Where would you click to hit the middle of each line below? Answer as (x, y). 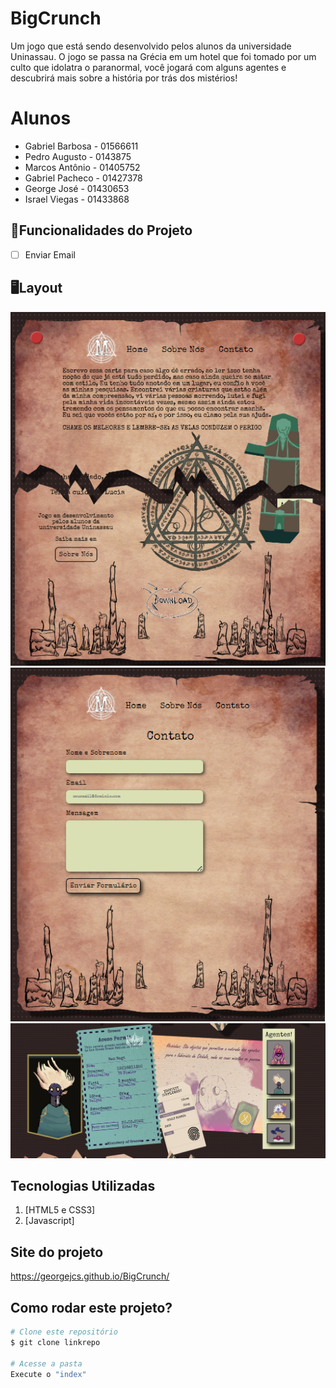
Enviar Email (50, 254)
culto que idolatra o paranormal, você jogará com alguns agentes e (148, 67)
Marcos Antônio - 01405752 (82, 167)
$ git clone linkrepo (55, 1342)
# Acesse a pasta (46, 1363)
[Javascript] (49, 1221)
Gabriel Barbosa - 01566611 (81, 146)
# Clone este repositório (64, 1332)
